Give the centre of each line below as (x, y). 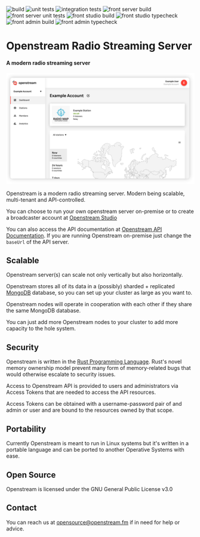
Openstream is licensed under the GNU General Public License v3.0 (90, 489)
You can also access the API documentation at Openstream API (84, 229)
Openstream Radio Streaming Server (99, 46)
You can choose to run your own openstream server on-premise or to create (100, 211)
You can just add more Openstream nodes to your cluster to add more (92, 322)
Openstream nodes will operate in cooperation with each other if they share (99, 304)
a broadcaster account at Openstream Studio (62, 217)
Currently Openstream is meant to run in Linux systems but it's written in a (98, 443)
